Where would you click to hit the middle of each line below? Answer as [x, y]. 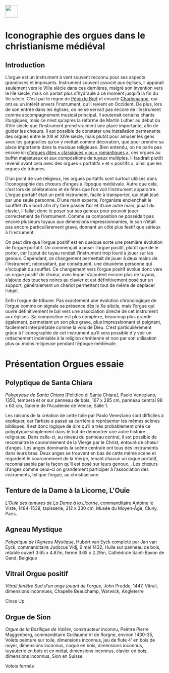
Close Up [15, 601]
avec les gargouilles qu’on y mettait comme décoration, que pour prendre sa [84, 142]
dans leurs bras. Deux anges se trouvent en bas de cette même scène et [81, 453]
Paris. [11, 513]
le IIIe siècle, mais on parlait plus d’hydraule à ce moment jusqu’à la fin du [82, 93]
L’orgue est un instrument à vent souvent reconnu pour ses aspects [75, 77]
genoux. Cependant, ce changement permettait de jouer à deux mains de [81, 258]
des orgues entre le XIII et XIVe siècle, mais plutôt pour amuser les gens [80, 136]
